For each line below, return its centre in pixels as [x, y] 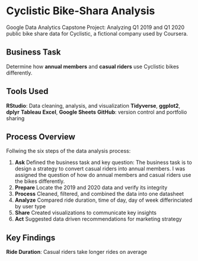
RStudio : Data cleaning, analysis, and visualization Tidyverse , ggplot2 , [93, 105]
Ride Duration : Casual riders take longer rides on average [76, 252]
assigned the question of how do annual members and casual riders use [103, 175]
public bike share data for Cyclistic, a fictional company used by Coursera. [97, 33]
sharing [15, 118]
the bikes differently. [40, 181]
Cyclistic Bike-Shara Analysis [81, 11]
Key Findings [31, 238]
